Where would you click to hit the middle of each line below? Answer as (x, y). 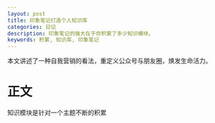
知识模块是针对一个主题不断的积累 (57, 112)
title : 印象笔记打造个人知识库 (47, 20)
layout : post (27, 14)
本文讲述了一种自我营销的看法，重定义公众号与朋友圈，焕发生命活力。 (110, 61)
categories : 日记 (32, 27)
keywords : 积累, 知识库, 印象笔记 (53, 40)
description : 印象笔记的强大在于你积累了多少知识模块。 (81, 33)
